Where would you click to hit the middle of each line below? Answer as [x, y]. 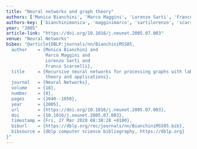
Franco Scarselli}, [69, 66]
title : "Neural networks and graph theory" [60, 11]
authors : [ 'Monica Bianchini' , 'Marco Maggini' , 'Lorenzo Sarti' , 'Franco [99, 17]
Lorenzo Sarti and [68, 60]
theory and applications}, [78, 77]
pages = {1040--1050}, [44, 99]
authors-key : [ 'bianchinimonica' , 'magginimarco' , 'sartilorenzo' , [90, 22]
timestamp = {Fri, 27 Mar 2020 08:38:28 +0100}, [72, 121]
